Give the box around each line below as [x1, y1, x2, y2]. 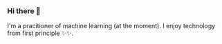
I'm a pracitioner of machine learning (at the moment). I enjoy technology [7, 22, 216, 30]
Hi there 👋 [7, 6, 41, 16]
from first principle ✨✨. [7, 29, 74, 37]
